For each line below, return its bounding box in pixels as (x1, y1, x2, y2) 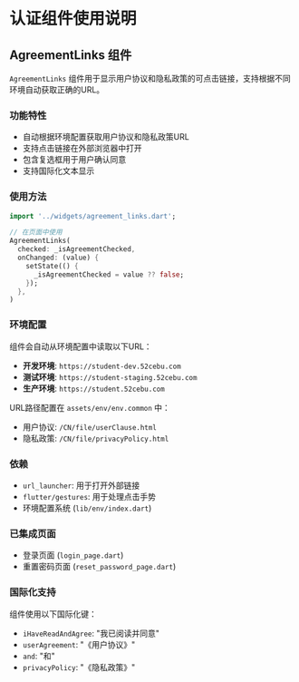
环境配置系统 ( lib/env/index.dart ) (22, 502, 152, 513)
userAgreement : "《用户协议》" (22, 638, 136, 649)
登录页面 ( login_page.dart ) (22, 550, 124, 560)
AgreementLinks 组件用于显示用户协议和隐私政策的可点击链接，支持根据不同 (9, 73, 292, 83)
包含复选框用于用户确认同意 (22, 154, 127, 165)
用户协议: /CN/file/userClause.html (22, 421, 157, 432)
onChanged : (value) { (17, 253, 100, 263)
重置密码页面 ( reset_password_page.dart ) (22, 561, 177, 572)
